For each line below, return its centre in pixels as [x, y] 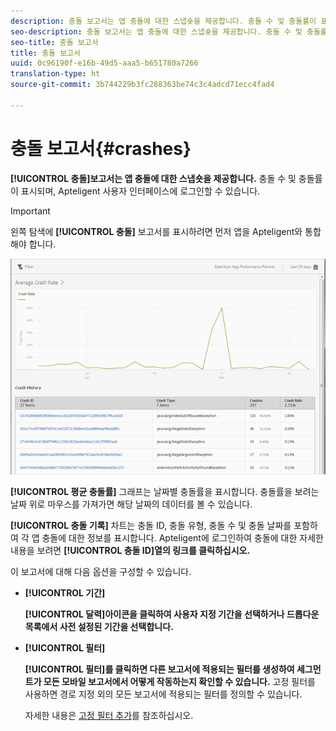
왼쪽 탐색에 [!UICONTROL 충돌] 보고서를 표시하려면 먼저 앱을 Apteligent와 [156, 231]
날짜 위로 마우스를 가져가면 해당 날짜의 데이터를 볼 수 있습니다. [131, 504]
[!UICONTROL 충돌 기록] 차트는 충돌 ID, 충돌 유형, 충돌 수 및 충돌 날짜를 [151, 525]
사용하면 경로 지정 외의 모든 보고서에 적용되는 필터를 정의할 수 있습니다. [163, 694]
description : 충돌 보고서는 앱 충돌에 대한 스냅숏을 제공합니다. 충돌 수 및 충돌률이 [163, 21]
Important [30, 211]
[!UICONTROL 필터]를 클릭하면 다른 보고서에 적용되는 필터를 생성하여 [159, 669]
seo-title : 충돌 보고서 [54, 42]
